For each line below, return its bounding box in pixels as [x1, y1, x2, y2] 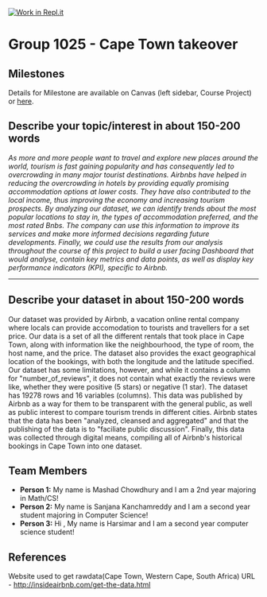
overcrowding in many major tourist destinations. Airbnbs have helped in [8, 169, 247, 179]
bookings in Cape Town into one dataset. [8, 441, 143, 451]
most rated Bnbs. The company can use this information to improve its [8, 220, 240, 230]
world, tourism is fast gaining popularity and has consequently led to [8, 161, 234, 171]
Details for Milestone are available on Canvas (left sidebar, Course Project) [8, 88, 252, 97]
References [8, 550, 67, 564]
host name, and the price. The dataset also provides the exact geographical [8, 348, 256, 358]
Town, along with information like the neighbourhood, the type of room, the [8, 339, 254, 349]
